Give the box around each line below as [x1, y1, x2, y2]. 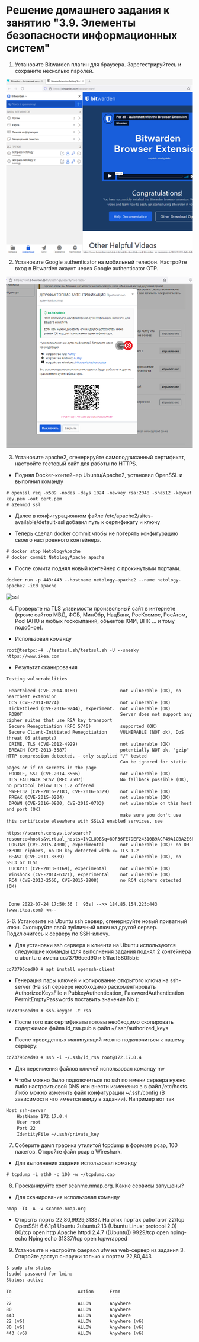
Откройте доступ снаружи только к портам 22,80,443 [14, 1253, 152, 1260]
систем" [6, 41, 50, 55]
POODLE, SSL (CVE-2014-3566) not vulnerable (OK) [8, 771, 171, 777]
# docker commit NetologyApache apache [6, 555, 105, 561]
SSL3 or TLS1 [6, 860, 38, 866]
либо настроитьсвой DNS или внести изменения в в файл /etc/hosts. [14, 1083, 189, 1090]
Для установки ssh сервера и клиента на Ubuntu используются [14, 942, 176, 949]
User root [17, 1120, 41, 1126]
